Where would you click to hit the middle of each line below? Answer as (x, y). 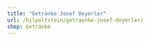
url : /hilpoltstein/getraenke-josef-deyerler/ (75, 20)
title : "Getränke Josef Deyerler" (57, 14)
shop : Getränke (29, 26)
